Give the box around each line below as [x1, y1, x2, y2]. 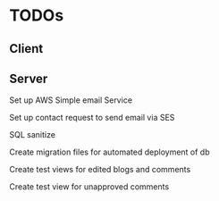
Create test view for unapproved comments [9, 181, 170, 192]
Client [9, 41, 44, 56]
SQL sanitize [9, 130, 56, 140]
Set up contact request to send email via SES [9, 113, 175, 123]
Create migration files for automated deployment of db [9, 147, 210, 157]
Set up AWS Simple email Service [9, 95, 132, 105]
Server [9, 71, 48, 86]
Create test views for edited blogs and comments [9, 164, 191, 175]
